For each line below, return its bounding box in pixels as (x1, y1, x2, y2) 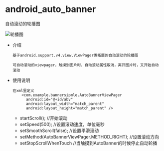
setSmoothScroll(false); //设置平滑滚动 (19, 127, 99, 133)
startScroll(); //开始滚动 (19, 115, 68, 121)
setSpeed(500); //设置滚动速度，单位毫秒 (19, 121, 105, 127)
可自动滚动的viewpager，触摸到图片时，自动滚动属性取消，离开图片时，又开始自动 (12, 62, 159, 67)
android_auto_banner (5, 3, 96, 15)
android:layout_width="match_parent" (25, 101, 105, 106)
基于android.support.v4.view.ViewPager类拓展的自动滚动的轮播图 (12, 52, 139, 58)
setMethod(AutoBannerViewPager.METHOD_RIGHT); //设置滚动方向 (19, 133, 160, 139)
